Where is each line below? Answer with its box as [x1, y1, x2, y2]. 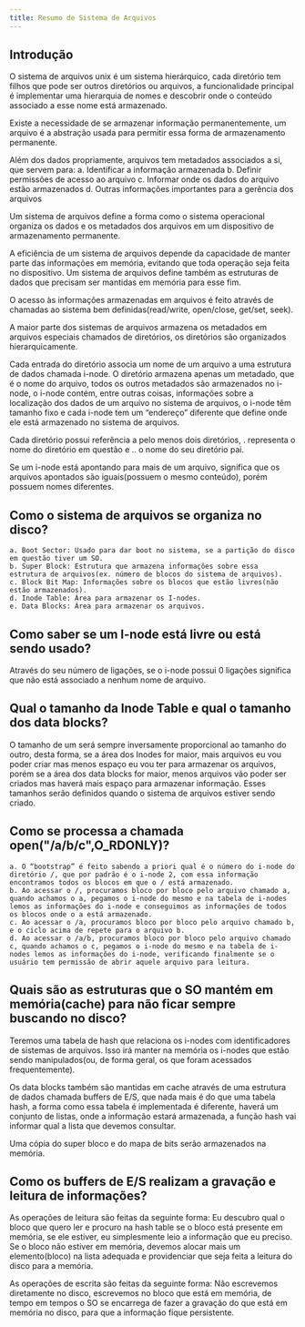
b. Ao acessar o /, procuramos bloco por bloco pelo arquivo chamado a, [9, 886, 291, 895]
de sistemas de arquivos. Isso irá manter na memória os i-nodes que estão [9, 1044, 290, 1056]
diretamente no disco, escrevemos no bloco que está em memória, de [9, 1288, 272, 1299]
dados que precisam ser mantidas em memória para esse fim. [9, 277, 241, 288]
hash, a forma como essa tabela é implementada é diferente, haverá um [9, 1100, 280, 1111]
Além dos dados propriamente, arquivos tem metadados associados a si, [9, 155, 283, 166]
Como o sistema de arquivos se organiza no [9, 507, 262, 523]
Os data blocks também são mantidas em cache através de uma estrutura [9, 1081, 287, 1092]
